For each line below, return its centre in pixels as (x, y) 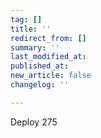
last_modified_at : (48, 57)
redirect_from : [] (48, 38)
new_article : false (51, 76)
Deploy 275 (34, 122)
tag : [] (26, 19)
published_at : (40, 66)
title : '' (31, 29)
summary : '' (35, 47)
